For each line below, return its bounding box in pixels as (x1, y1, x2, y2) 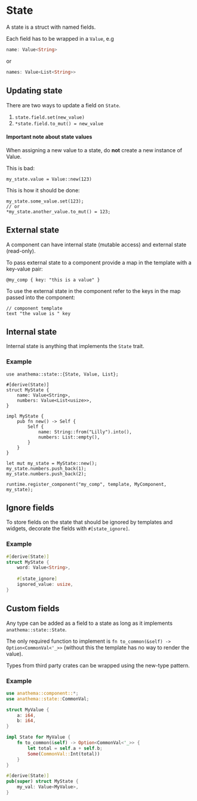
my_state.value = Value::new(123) (6, 176, 93, 182)
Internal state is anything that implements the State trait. (6, 343, 144, 350)
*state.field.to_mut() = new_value (14, 120, 104, 126)
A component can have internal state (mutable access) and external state (6, 241, 187, 248)
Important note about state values (6, 133, 93, 141)
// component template (6, 305, 63, 312)
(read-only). (6, 247, 36, 255)
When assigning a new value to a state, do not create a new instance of (6, 146, 183, 153)
